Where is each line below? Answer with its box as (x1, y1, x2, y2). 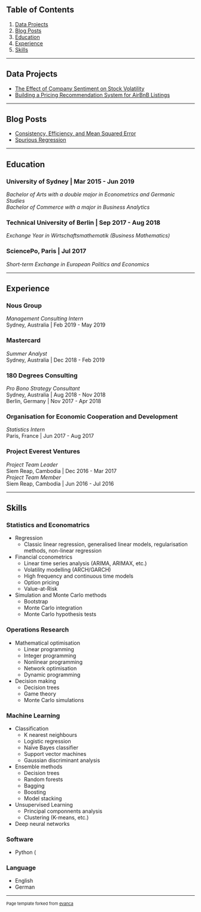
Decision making (14, 677, 56, 684)
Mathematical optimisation (14, 639, 81, 646)
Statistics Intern (6, 426, 45, 433)
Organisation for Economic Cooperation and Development (6, 412, 178, 420)
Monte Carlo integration (23, 604, 83, 612)
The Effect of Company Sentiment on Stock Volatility (14, 85, 145, 92)
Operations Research (6, 626, 69, 634)
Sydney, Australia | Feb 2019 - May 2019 (6, 321, 106, 328)
